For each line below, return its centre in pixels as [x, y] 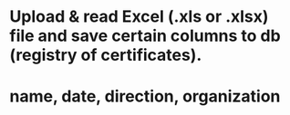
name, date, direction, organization [145, 96]
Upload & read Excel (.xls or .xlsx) [139, 17]
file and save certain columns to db [145, 36]
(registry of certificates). [106, 55]
